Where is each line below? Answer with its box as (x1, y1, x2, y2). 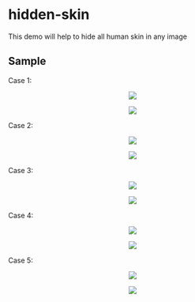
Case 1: (8, 75, 32, 85)
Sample (8, 55, 47, 68)
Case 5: (8, 255, 33, 265)
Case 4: (8, 210, 34, 220)
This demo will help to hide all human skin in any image (8, 32, 188, 41)
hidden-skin (8, 6, 90, 24)
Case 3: (8, 165, 34, 175)
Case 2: (8, 120, 34, 130)
